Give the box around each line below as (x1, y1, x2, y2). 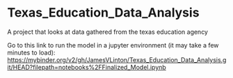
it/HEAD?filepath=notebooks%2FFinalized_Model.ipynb (7, 63, 167, 71)
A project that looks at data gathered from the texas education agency (7, 28, 209, 36)
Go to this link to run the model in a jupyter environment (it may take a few (7, 41, 219, 49)
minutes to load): (7, 48, 56, 57)
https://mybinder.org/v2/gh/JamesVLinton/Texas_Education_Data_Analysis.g (7, 55, 227, 64)
